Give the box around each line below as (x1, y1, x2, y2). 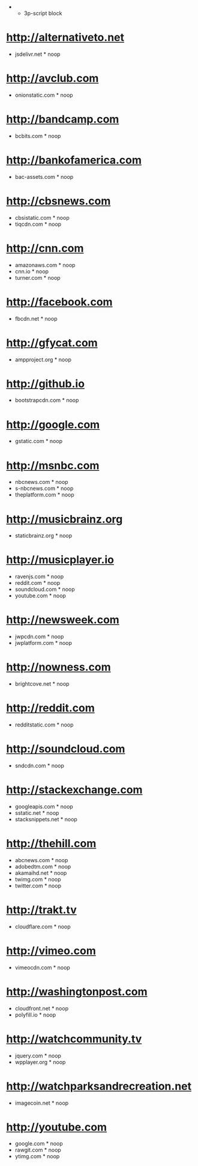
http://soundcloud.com (6, 742, 125, 756)
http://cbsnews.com (6, 194, 111, 208)
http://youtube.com (6, 1120, 107, 1134)
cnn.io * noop (14, 268, 49, 275)
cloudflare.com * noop (14, 923, 71, 930)
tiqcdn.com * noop (14, 220, 62, 228)
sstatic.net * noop (14, 809, 59, 817)
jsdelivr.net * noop (14, 50, 61, 58)
